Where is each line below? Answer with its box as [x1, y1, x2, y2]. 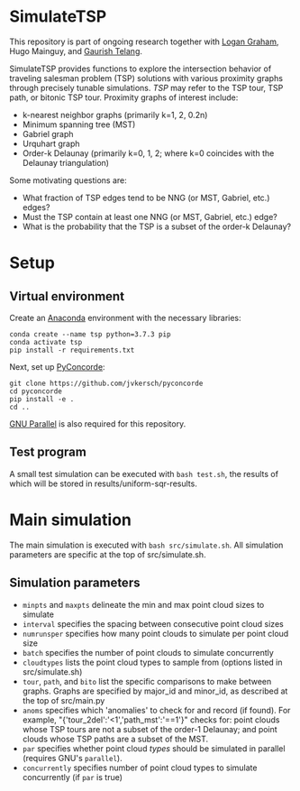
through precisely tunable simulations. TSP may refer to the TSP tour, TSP [9, 82, 284, 93]
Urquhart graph [22, 138, 80, 149]
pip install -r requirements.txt [9, 345, 135, 354]
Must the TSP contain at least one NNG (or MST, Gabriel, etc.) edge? [22, 211, 277, 222]
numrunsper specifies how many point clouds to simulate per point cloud [22, 628, 289, 639]
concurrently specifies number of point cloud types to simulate [22, 762, 258, 773]
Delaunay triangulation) [22, 157, 110, 168]
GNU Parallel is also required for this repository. [9, 418, 186, 429]
